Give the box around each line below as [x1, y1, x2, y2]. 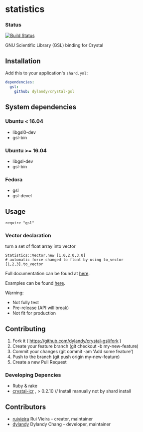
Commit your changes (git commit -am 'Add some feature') [12, 349, 134, 355]
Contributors [5, 403, 46, 411]
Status [5, 21, 21, 28]
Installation [5, 56, 41, 65]
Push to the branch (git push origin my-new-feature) [12, 354, 120, 360]
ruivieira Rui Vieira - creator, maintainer [12, 416, 93, 422]
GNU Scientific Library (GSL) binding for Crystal [5, 42, 104, 48]
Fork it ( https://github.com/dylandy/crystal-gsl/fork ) [12, 338, 122, 344]
